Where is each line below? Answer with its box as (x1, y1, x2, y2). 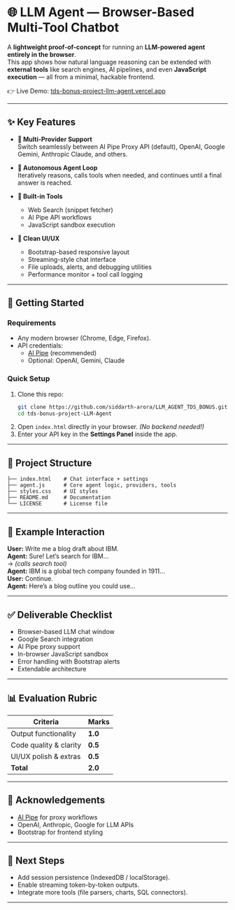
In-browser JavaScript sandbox (17, 649, 108, 658)
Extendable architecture (17, 664, 87, 673)
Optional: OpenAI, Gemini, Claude (27, 356, 125, 365)
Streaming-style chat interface (27, 255, 117, 263)
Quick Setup (7, 374, 50, 383)
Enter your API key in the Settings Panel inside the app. (17, 430, 178, 439)
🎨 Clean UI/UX (17, 234, 60, 242)
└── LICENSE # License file (7, 500, 108, 508)
